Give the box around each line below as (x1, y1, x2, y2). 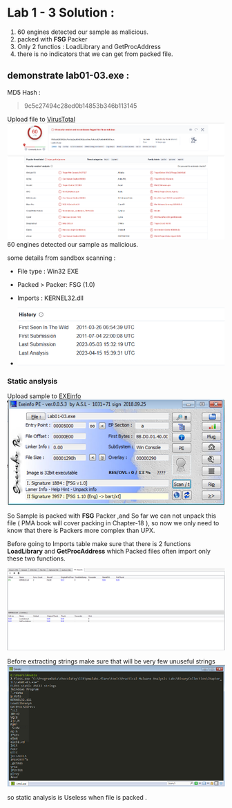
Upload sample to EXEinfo (7, 392, 81, 400)
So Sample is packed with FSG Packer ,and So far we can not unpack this (7, 511, 216, 520)
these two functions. (7, 554, 66, 563)
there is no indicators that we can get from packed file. (17, 50, 173, 58)
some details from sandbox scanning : (7, 254, 116, 262)
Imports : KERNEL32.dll (17, 294, 84, 302)
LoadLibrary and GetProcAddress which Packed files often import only (7, 547, 211, 555)
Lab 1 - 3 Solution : (7, 5, 115, 21)
